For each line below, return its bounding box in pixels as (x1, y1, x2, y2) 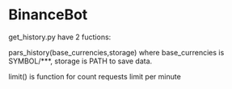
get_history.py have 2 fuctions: (8, 32, 112, 42)
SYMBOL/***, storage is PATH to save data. (8, 56, 153, 66)
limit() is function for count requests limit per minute (8, 71, 182, 81)
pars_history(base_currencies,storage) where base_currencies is (8, 47, 225, 57)
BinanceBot (8, 6, 88, 24)
